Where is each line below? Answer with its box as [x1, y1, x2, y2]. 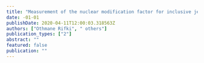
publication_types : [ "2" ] [6, 31, 72, 37]
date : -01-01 [6, 14, 39, 20]
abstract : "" [6, 37, 39, 43]
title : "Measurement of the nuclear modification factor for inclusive [6, 8, 191, 15]
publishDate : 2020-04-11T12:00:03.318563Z [6, 20, 115, 26]
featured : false [6, 43, 47, 49]
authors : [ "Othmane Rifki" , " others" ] [6, 25, 107, 32]
